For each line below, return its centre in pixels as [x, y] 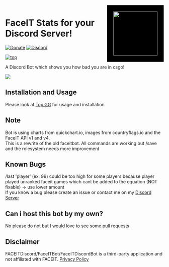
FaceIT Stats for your [50, 23]
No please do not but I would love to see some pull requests [67, 226]
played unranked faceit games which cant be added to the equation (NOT [81, 182]
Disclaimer [22, 242]
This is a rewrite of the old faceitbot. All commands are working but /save [81, 143]
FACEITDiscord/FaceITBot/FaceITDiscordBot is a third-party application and [84, 254]
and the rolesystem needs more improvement [52, 149]
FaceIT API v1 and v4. [28, 138]
